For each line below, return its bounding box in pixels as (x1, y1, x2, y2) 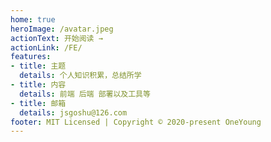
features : (10, 52, 52, 62)
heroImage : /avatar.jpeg (10, 24, 114, 34)
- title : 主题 (10, 61, 67, 71)
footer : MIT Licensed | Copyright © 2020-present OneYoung (10, 117, 262, 127)
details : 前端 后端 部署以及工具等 (19, 89, 151, 99)
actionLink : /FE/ (10, 42, 83, 53)
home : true (10, 14, 56, 25)
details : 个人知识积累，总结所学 (19, 71, 142, 81)
